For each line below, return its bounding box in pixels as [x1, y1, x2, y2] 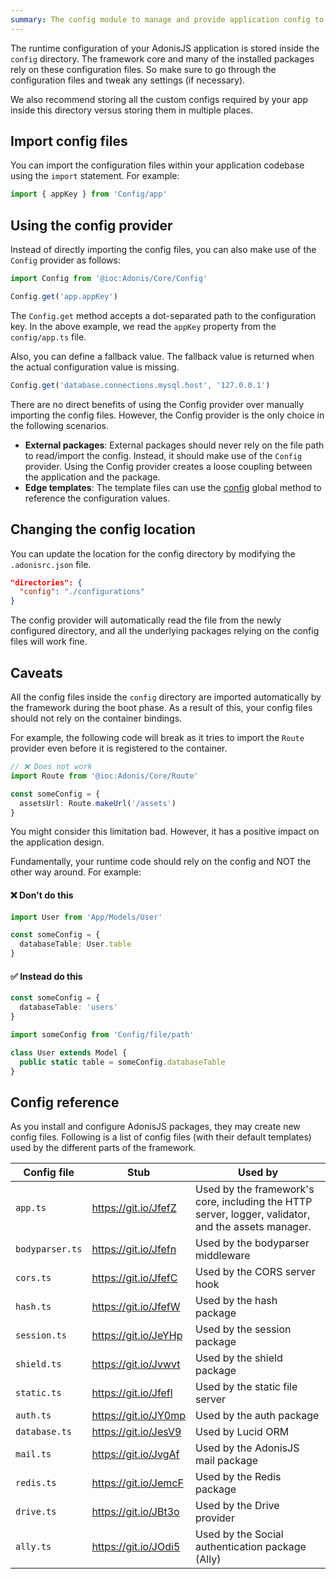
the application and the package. [24, 471, 161, 483]
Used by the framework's [195, 1182, 315, 1196]
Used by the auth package [195, 1409, 320, 1423]
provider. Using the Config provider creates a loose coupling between [24, 460, 313, 472]
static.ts [15, 1387, 62, 1399]
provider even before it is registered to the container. [10, 742, 228, 754]
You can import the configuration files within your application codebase [10, 159, 305, 171]
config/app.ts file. [10, 331, 87, 343]
